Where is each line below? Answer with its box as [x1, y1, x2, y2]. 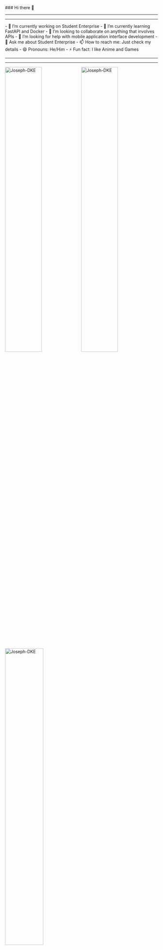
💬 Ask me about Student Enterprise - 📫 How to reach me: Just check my [5, 39, 151, 45]
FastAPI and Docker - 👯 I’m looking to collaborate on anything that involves [5, 29, 155, 34]
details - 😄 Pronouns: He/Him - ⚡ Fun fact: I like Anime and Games [5, 46, 139, 52]
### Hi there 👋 [5, 5, 34, 10]
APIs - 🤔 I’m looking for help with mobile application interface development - [5, 34, 158, 39]
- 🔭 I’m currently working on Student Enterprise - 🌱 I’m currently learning [5, 23, 150, 29]
